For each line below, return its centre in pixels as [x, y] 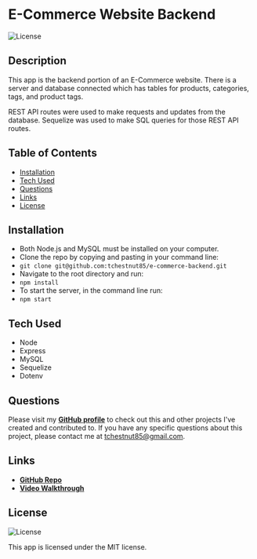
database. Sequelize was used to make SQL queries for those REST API [123, 120]
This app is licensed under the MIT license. [78, 546]
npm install [39, 283]
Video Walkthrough [52, 488]
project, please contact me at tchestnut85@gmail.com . [97, 436]
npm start [36, 300]
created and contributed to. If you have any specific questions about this [125, 428]
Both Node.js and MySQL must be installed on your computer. [119, 249]
